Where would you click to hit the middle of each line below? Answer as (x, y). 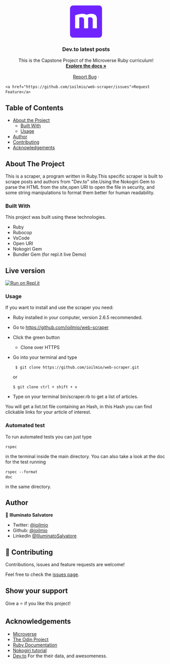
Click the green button (36, 338)
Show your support (37, 591)
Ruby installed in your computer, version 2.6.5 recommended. (78, 318)
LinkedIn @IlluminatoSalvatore (45, 536)
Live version (25, 270)
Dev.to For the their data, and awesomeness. (60, 656)
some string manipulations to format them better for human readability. (80, 193)
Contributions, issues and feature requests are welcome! (65, 565)
